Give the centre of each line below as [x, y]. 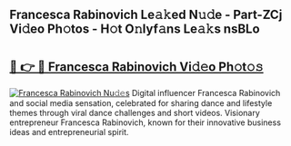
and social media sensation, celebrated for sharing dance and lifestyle [141, 103]
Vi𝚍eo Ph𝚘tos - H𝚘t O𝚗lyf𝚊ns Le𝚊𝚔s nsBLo [135, 29]
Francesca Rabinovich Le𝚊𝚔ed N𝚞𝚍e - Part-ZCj [146, 15]
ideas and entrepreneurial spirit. [69, 132]
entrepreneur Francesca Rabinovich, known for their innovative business [145, 122]
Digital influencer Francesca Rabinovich [206, 93]
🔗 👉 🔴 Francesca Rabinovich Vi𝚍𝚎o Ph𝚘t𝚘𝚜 [136, 67]
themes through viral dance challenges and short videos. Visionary [135, 113]
